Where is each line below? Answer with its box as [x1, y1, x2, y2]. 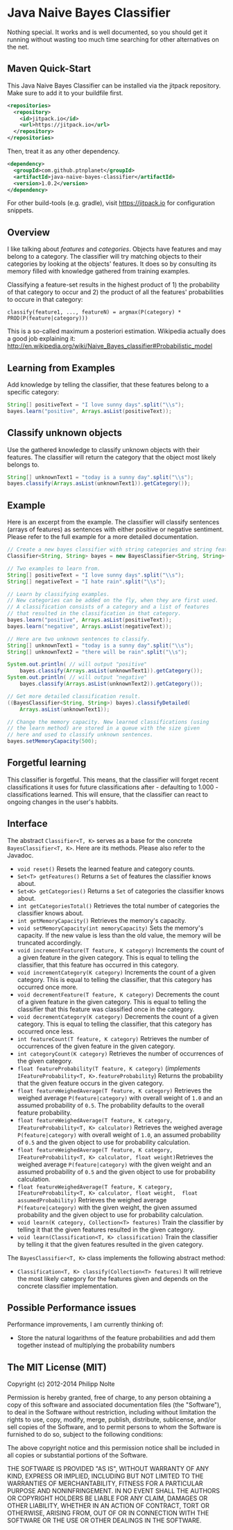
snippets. [7, 207, 34, 215]
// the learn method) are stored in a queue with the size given [7, 725, 200, 732]
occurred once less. [17, 1027, 75, 1036]
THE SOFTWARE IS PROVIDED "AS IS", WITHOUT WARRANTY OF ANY [7, 1465, 209, 1473]
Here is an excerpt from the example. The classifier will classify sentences [7, 518, 220, 526]
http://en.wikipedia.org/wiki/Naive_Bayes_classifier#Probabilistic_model [7, 342, 213, 351]
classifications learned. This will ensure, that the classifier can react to [7, 790, 209, 798]
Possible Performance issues [7, 1302, 137, 1314]
